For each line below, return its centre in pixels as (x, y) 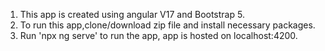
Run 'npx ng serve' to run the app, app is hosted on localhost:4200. (158, 35)
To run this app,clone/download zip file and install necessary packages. (167, 25)
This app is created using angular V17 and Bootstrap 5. (132, 14)
